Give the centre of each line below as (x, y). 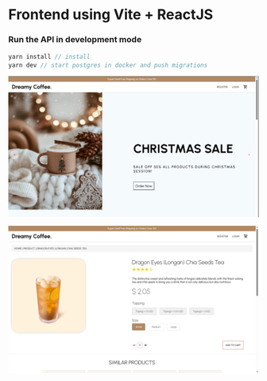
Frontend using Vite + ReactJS (111, 15)
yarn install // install (49, 57)
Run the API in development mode (75, 40)
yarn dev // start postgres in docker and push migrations (108, 65)
